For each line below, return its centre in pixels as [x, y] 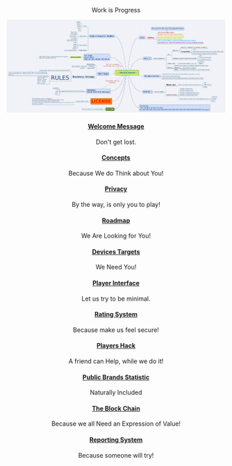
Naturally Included [116, 392]
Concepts [116, 158]
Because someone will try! [116, 455]
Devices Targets [116, 251]
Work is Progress [116, 10]
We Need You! [116, 267]
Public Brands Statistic [116, 377]
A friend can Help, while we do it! [116, 361]
